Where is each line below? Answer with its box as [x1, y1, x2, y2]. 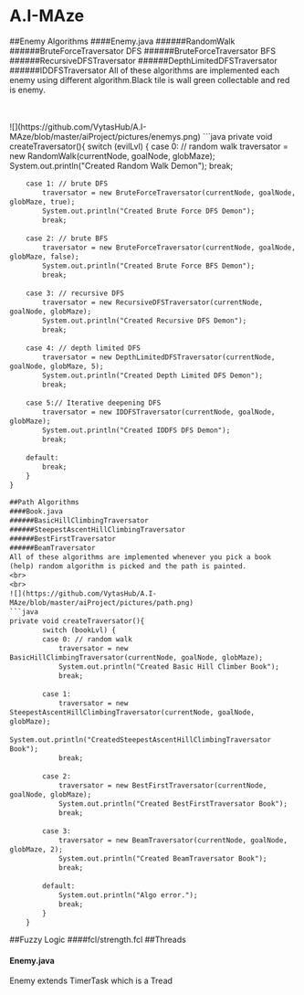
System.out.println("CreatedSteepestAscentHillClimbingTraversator [9, 735, 272, 745]
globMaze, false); [9, 252, 79, 261]
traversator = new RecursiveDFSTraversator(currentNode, [42, 298, 263, 307]
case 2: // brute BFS [26, 234, 108, 243]
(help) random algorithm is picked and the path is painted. [9, 561, 247, 571]
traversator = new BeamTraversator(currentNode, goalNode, [58, 835, 288, 845]
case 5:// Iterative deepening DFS [26, 398, 162, 408]
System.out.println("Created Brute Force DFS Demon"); [42, 206, 256, 216]
